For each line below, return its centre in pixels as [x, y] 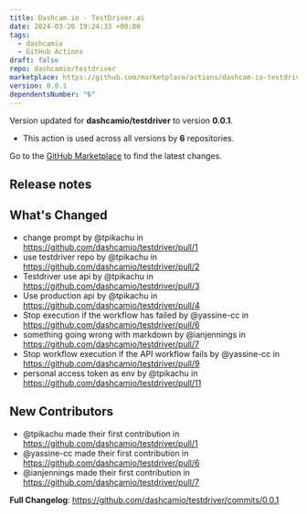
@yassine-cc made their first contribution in [106, 453]
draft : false [34, 60]
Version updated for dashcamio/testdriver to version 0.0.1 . [121, 121]
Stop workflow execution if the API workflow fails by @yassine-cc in [151, 353]
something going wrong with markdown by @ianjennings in [134, 334]
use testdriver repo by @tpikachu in [90, 257]
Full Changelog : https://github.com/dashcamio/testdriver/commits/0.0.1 [144, 499]
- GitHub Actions [51, 52]
